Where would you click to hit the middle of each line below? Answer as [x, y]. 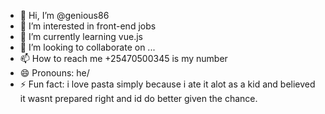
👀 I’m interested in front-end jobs [88, 26]
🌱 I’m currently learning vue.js [81, 36]
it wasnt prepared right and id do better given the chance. [138, 98]
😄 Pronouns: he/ [54, 73]
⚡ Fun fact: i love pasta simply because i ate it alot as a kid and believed [167, 84]
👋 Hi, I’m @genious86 [64, 15]
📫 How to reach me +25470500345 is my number [123, 58]
